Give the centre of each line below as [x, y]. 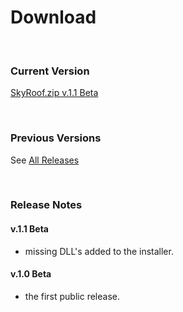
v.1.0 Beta [31, 274]
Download [53, 17]
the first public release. [72, 296]
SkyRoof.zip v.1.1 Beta [54, 93]
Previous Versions [56, 138]
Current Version [50, 71]
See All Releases [45, 160]
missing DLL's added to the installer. [99, 251]
